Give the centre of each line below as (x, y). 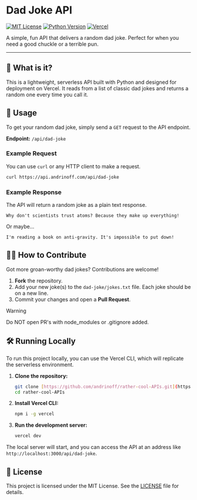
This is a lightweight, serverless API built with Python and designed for (91, 82)
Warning (16, 311)
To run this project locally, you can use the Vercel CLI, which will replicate (95, 358)
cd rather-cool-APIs (40, 392)
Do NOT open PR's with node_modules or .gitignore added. (78, 322)
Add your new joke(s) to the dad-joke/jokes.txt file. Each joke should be (103, 287)
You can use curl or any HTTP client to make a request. (73, 166)
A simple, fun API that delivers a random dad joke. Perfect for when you (93, 38)
